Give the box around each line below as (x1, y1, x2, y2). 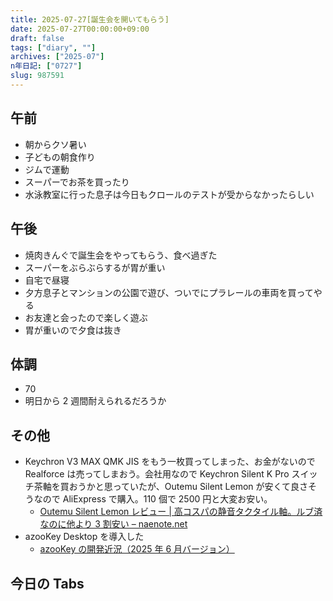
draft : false (10, 33, 65, 43)
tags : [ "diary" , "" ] (10, 42, 97, 53)
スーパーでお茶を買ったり (24, 176, 130, 188)
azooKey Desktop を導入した (24, 531, 145, 543)
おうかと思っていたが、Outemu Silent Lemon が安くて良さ (68, 481, 309, 493)
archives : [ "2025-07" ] (10, 52, 105, 62)
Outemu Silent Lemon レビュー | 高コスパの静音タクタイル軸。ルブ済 (39, 506, 323, 518)
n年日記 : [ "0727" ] (10, 61, 83, 71)
